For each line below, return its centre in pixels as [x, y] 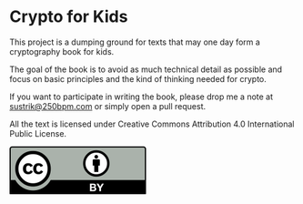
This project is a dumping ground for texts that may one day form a [135, 42]
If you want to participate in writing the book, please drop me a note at [141, 97]
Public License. [38, 133]
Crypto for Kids [69, 17]
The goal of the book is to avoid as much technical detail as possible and [146, 69]
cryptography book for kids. [62, 51]
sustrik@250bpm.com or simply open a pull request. [108, 106]
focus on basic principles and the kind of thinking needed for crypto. [138, 78]
